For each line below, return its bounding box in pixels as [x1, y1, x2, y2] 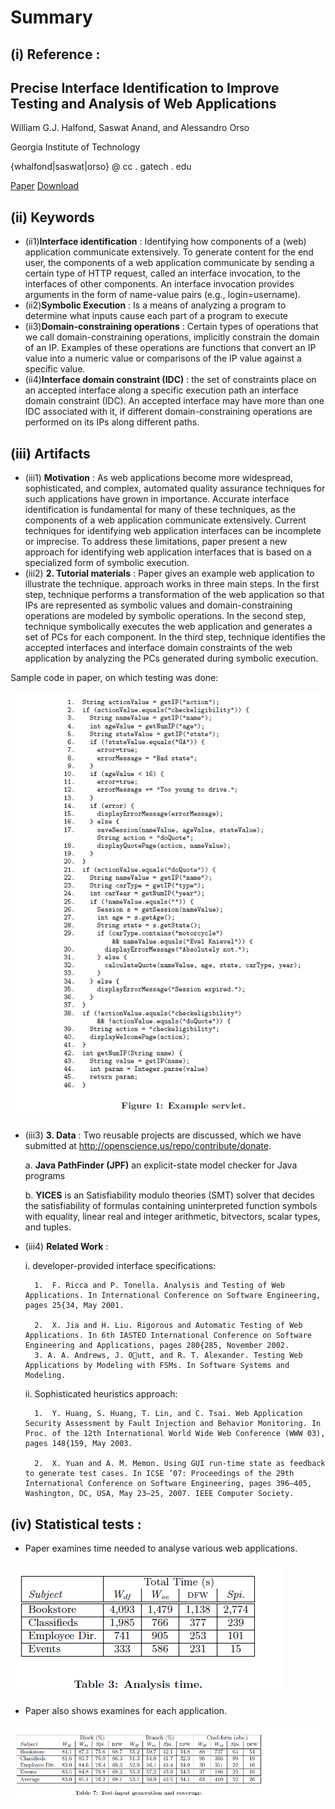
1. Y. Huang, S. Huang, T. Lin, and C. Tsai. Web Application [34, 1409, 303, 1419]
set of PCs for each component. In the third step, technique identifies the [24, 631, 326, 643]
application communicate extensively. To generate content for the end [24, 246, 314, 258]
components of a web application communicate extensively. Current [24, 514, 307, 526]
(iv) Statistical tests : [10, 1516, 142, 1533]
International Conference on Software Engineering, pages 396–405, [24, 1479, 312, 1489]
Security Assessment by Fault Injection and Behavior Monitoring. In [24, 1419, 322, 1429]
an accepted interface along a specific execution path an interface [24, 384, 299, 396]
